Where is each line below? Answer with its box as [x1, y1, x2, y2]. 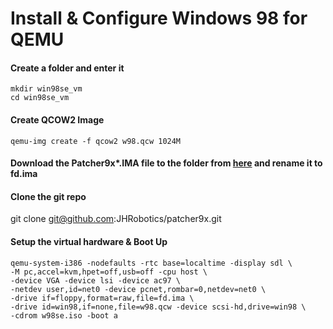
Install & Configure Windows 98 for [10, 7, 308, 30]
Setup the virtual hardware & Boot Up [10, 235, 168, 247]
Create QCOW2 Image [10, 113, 105, 126]
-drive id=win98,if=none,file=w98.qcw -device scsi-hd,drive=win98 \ [10, 302, 307, 312]
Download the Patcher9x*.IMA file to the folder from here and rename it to [10, 157, 323, 169]
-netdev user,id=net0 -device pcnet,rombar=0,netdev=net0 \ [10, 284, 267, 294]
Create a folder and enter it [10, 62, 125, 74]
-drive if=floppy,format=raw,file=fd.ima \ [10, 293, 195, 303]
